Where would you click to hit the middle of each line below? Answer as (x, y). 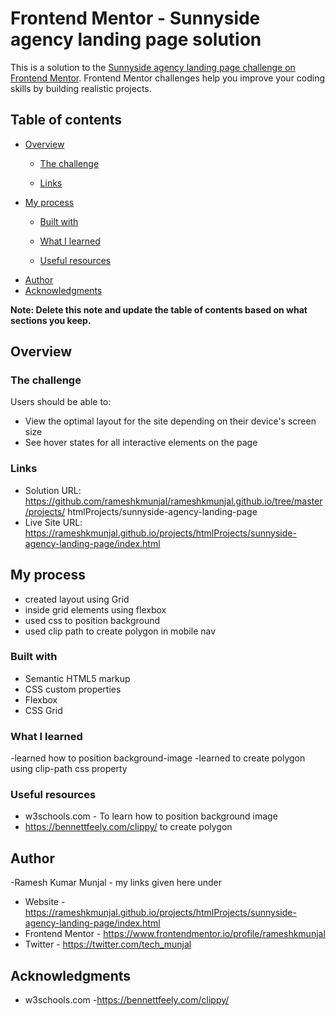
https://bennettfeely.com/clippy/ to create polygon (128, 827)
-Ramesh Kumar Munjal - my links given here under (116, 883)
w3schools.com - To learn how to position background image (151, 816)
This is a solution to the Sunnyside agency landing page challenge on (153, 67)
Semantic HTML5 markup (77, 678)
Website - (45, 902)
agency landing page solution (136, 39)
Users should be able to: (61, 402)
